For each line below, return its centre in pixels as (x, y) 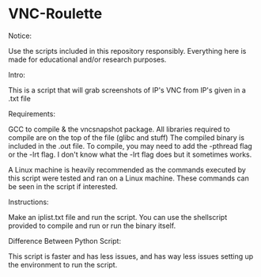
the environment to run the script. (63, 264)
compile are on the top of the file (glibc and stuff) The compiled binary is (127, 137)
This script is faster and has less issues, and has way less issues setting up (131, 256)
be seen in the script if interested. (63, 186)
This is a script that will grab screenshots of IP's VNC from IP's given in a (127, 90)
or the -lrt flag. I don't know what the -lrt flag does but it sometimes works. (130, 154)
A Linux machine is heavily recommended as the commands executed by (127, 169)
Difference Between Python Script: (64, 241)
